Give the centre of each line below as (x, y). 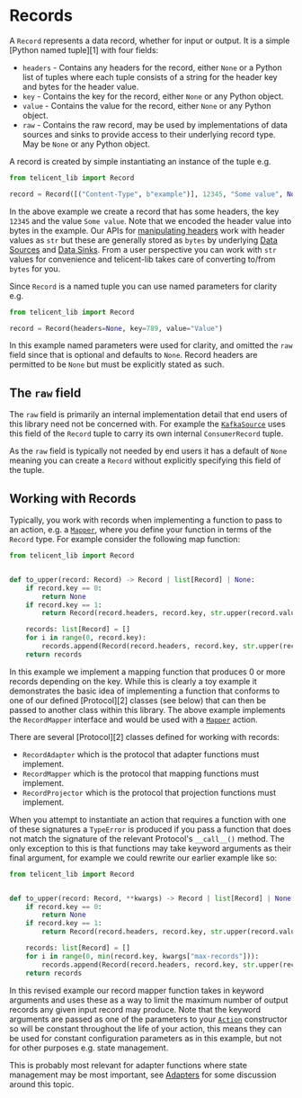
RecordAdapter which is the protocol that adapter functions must (141, 754)
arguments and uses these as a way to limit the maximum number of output (149, 1000)
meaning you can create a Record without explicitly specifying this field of (145, 460)
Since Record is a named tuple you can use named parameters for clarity (143, 286)
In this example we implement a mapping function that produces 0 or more (147, 672)
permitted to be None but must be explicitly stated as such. (117, 364)
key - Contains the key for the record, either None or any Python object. (153, 96)
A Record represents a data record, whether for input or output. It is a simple (150, 40)
